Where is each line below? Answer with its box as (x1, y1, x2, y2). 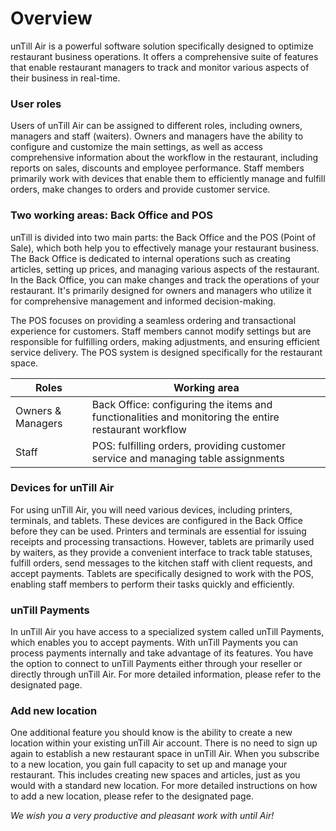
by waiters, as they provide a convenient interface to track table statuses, (10, 546, 313, 558)
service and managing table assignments (91, 451, 285, 465)
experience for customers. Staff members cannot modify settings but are (10, 325, 312, 337)
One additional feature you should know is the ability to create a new (10, 727, 293, 739)
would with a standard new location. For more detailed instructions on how (10, 780, 318, 792)
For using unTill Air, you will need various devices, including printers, (10, 503, 293, 516)
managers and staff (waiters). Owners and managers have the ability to (10, 130, 304, 142)
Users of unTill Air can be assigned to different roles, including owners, (10, 120, 303, 132)
